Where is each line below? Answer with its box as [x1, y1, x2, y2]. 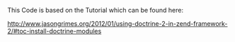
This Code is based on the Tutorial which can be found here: [7, 6, 184, 14]
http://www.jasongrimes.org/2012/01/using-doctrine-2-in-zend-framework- [7, 20, 228, 27]
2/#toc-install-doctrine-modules [7, 27, 102, 35]
